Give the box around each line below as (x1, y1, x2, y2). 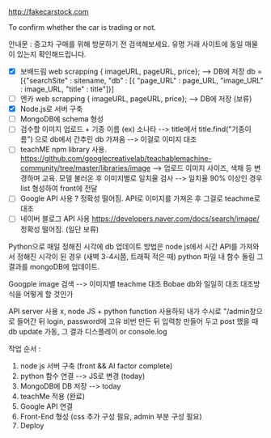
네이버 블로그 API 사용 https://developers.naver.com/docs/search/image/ (19, 214, 260, 223)
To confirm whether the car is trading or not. (8, 23, 156, 32)
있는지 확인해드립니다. (16, 49, 87, 59)
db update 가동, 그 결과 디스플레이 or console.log (8, 326, 167, 336)
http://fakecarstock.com (8, 7, 89, 16)
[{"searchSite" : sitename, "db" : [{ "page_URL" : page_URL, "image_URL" (19, 76, 264, 86)
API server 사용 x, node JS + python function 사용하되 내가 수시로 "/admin (8, 306, 250, 316)
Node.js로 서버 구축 (19, 104, 83, 114)
